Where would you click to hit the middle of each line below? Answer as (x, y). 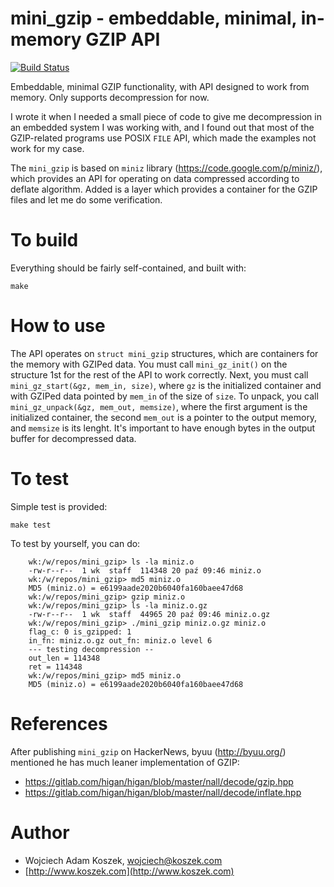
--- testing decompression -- (91, 649)
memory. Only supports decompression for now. (110, 97)
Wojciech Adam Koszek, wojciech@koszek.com (123, 860)
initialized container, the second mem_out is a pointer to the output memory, (164, 417)
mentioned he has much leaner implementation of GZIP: (125, 762)
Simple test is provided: (59, 506)
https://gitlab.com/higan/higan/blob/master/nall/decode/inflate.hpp (163, 792)
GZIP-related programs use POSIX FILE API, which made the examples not (163, 138)
